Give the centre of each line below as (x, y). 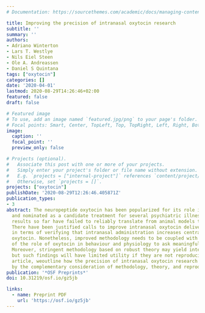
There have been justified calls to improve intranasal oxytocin (97, 227)
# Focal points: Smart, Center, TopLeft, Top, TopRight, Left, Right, (98, 125)
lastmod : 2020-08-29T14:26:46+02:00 (53, 91)
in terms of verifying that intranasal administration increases (97, 233)
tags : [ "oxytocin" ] (31, 74)
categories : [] (26, 80)
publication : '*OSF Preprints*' (47, 273)
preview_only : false (38, 148)
